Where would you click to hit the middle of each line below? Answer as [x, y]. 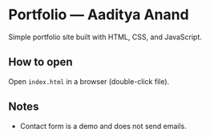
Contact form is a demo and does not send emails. [103, 126]
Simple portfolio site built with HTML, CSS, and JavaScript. [105, 37]
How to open [41, 62]
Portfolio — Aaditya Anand [99, 15]
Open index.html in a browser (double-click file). [89, 81]
